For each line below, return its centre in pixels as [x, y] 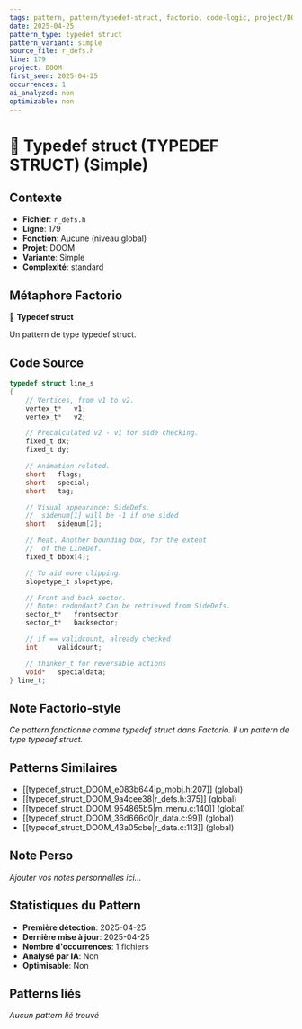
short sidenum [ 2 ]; [64, 524]
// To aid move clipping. [74, 573]
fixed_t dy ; [48, 450]
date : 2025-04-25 [42, 26]
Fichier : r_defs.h [54, 219]
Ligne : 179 [41, 229]
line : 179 [28, 59]
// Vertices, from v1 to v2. [80, 400]
